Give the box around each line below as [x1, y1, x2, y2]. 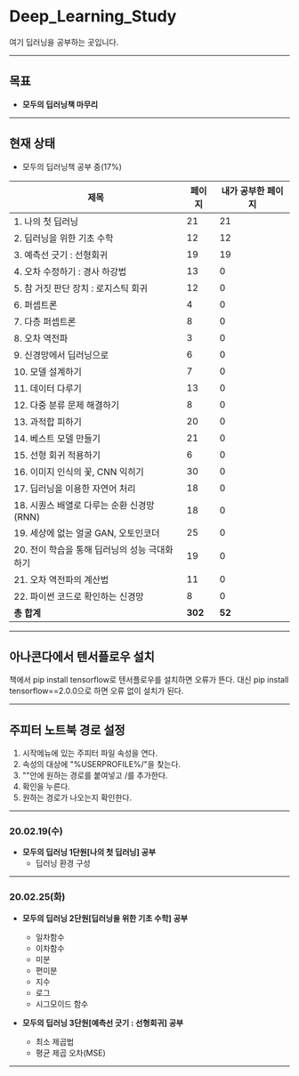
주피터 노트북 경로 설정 [9, 723, 126, 738]
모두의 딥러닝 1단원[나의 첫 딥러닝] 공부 [21, 847, 157, 858]
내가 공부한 [221, 184, 265, 197]
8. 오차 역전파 [13, 332, 69, 344]
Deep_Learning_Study [9, 6, 177, 27]
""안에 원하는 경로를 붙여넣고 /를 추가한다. [21, 770, 168, 781]
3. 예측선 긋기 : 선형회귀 [13, 248, 109, 261]
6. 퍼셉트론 [13, 298, 58, 311]
